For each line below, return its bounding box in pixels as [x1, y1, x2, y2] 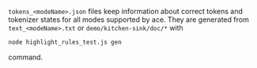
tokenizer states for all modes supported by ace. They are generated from [8, 15, 249, 24]
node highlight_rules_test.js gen [8, 38, 123, 46]
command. [8, 52, 43, 62]
